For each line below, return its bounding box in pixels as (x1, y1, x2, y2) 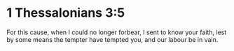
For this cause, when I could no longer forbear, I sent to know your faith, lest (6, 28, 227, 36)
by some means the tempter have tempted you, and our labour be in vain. (6, 35, 219, 43)
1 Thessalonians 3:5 (6, 5, 125, 21)
